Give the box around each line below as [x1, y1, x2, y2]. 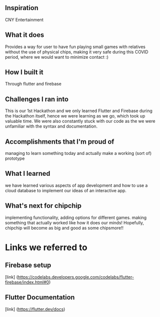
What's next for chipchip [5, 201, 81, 210]
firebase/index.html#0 [5, 279, 49, 285]
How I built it [5, 68, 44, 77]
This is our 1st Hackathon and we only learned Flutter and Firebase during [5, 108, 153, 114]
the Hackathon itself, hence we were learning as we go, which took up [5, 113, 145, 119]
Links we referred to [5, 242, 88, 253]
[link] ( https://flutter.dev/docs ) [5, 306, 65, 312]
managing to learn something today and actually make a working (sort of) [5, 150, 152, 156]
